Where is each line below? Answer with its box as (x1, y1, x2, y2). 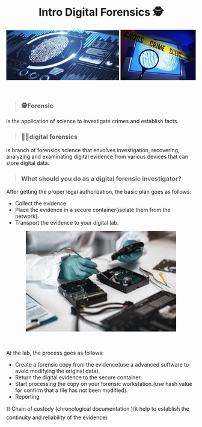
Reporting (14, 393, 40, 400)
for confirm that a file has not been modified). (14, 387, 128, 394)
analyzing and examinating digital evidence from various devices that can (6, 153, 188, 160)
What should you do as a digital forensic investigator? (20, 174, 182, 182)
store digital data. (6, 159, 50, 167)
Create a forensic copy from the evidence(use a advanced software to (14, 361, 189, 368)
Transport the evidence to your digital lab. (14, 219, 119, 226)
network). (14, 213, 39, 220)
